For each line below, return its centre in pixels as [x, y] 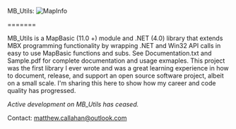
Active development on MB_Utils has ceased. [73, 104]
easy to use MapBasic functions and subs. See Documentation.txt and [110, 53]
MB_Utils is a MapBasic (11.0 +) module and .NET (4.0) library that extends [115, 38]
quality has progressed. [42, 91]
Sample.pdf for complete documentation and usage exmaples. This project [116, 61]
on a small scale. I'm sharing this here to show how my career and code [112, 83]
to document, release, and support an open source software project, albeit [116, 75]
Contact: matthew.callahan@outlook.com [67, 118]
